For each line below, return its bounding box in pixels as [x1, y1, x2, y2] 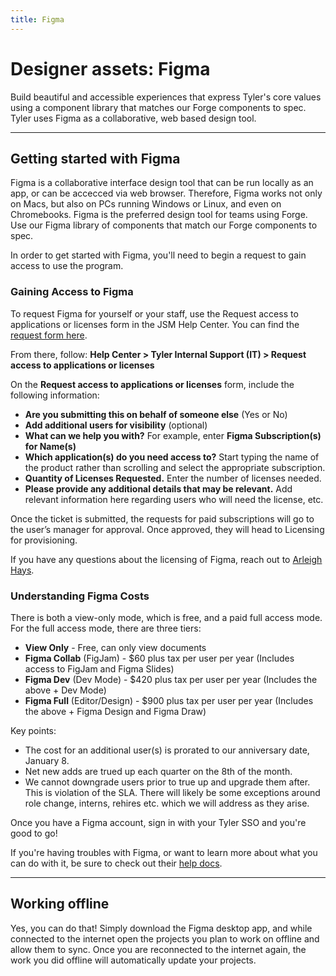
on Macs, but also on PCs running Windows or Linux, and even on [10, 198, 282, 210]
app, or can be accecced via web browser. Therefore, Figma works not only [10, 187, 323, 200]
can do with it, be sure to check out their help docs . [10, 857, 223, 869]
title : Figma [10, 14, 65, 25]
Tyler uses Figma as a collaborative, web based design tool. [10, 112, 257, 124]
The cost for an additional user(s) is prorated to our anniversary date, [24, 744, 310, 756]
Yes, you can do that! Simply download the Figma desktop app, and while [10, 922, 313, 934]
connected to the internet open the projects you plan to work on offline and [10, 932, 320, 945]
